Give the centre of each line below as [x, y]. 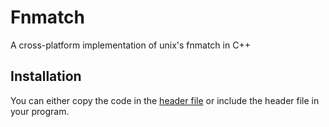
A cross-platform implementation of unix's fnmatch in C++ [130, 45]
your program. [40, 111]
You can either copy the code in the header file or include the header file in [165, 100]
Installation [46, 76]
